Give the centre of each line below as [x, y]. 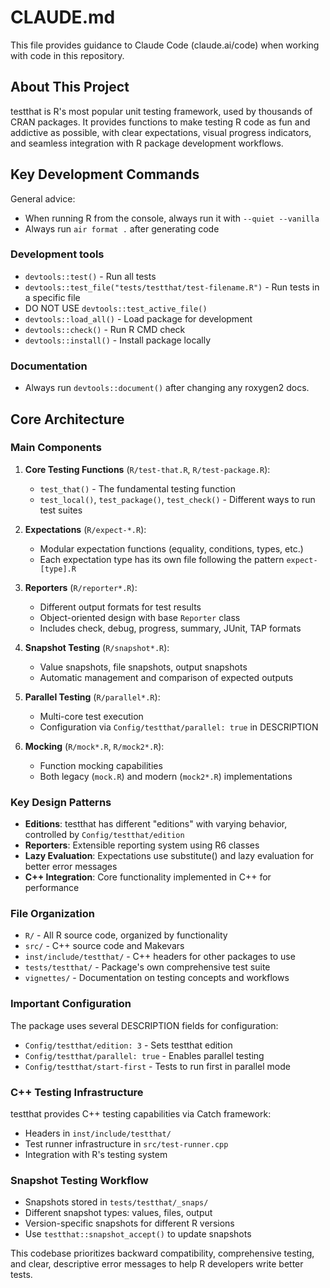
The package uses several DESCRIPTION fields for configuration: [144, 1025]
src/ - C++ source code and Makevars [104, 946]
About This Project [70, 87]
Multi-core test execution [91, 716]
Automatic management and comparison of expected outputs [166, 677]
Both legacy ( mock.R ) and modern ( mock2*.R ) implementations [166, 776]
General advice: [43, 198]
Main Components [56, 448]
